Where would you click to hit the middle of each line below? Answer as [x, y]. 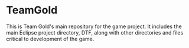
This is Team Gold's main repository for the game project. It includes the [94, 26]
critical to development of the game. [50, 39]
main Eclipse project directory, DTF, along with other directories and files [95, 32]
